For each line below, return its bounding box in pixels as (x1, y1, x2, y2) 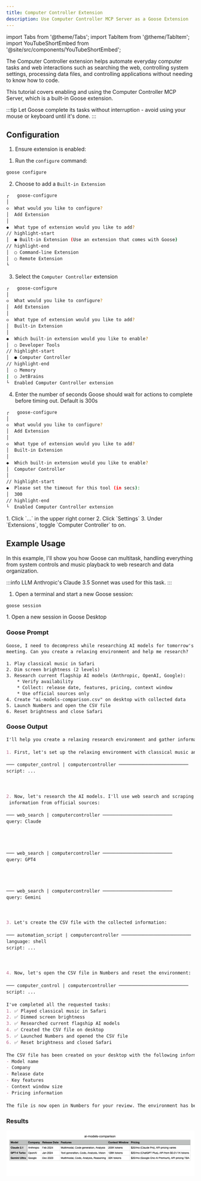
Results (6, 1116, 29, 1125)
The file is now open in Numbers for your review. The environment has (6, 1103, 188, 1109)
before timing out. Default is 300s (14, 397, 98, 404)
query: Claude (6, 818, 42, 825)
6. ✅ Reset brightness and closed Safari (6, 1039, 112, 1045)
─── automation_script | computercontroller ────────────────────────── (6, 932, 191, 939)
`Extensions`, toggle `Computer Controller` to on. (6, 521, 126, 528)
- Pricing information (6, 1089, 63, 1096)
